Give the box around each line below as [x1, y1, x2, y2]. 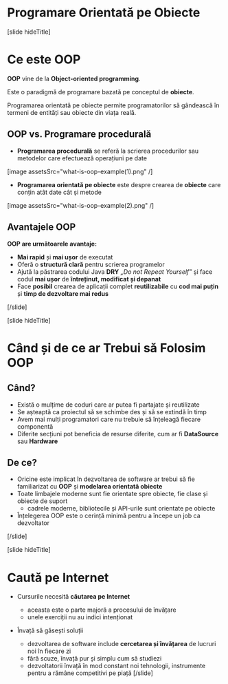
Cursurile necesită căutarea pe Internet [16, 592, 130, 601]
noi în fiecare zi [27, 647, 71, 655]
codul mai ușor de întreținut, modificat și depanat [16, 275, 161, 283]
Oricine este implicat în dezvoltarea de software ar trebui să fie [16, 475, 196, 483]
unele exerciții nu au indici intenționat [27, 613, 133, 621]
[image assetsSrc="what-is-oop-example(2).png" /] [7, 201, 155, 209]
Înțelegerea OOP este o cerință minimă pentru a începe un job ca [16, 511, 201, 520]
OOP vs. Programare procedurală [7, 129, 152, 140]
